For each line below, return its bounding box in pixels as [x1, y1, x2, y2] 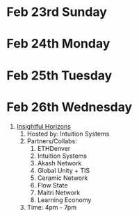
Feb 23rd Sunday [6, 4, 107, 20]
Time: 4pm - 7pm [26, 203, 77, 211]
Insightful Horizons [16, 122, 71, 130]
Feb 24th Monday [6, 36, 111, 52]
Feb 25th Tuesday [6, 67, 113, 83]
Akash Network [37, 158, 82, 167]
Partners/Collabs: [26, 136, 77, 145]
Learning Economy [37, 195, 92, 204]
